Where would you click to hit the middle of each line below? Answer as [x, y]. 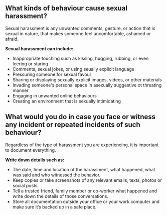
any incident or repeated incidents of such [73, 125]
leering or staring [30, 64]
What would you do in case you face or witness [80, 117]
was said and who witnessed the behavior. [56, 175]
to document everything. [31, 150]
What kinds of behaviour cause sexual [66, 8]
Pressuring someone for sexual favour [52, 74]
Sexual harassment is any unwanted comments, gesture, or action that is [80, 28]
